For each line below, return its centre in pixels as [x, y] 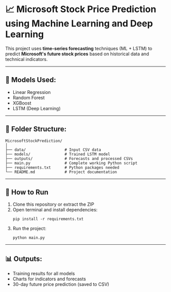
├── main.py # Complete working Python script [72, 163]
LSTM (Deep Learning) [37, 108]
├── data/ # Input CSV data [53, 150]
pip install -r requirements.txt [48, 219]
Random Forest [28, 98]
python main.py [29, 238]
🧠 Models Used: [31, 80]
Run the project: [30, 229]
